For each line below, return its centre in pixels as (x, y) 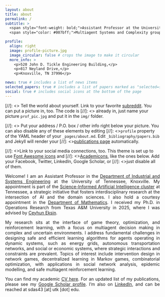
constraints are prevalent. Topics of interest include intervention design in (82, 254)
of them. (14, 166)
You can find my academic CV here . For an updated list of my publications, (82, 279)
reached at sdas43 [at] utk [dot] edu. (42, 289)
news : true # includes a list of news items (51, 82)
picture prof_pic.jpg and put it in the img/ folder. (55, 116)
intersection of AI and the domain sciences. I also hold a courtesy (82, 197)
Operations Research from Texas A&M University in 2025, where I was (82, 207)
